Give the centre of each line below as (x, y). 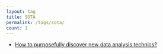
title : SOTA (21, 17)
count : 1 (17, 28)
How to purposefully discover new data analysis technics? (86, 45)
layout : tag (21, 11)
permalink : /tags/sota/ (36, 22)
